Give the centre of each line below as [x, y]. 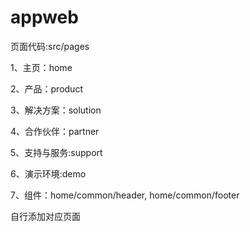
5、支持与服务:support [56, 152]
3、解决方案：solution [56, 110]
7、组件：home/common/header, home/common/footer [125, 195]
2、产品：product [46, 88]
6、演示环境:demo [48, 173]
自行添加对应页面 [45, 216]
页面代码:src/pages [50, 46]
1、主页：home [41, 67]
